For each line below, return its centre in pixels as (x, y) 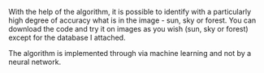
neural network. (35, 62)
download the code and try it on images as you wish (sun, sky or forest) (129, 29)
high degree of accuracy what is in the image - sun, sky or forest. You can (132, 20)
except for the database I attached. (67, 37)
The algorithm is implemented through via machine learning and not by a (130, 53)
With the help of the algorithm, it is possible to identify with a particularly (130, 12)
